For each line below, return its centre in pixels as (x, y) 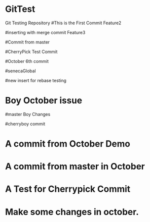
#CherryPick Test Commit (31, 52)
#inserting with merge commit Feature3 (45, 32)
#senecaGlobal (20, 71)
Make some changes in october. (72, 212)
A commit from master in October (75, 166)
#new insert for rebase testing (36, 80)
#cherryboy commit (25, 124)
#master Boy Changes (28, 114)
